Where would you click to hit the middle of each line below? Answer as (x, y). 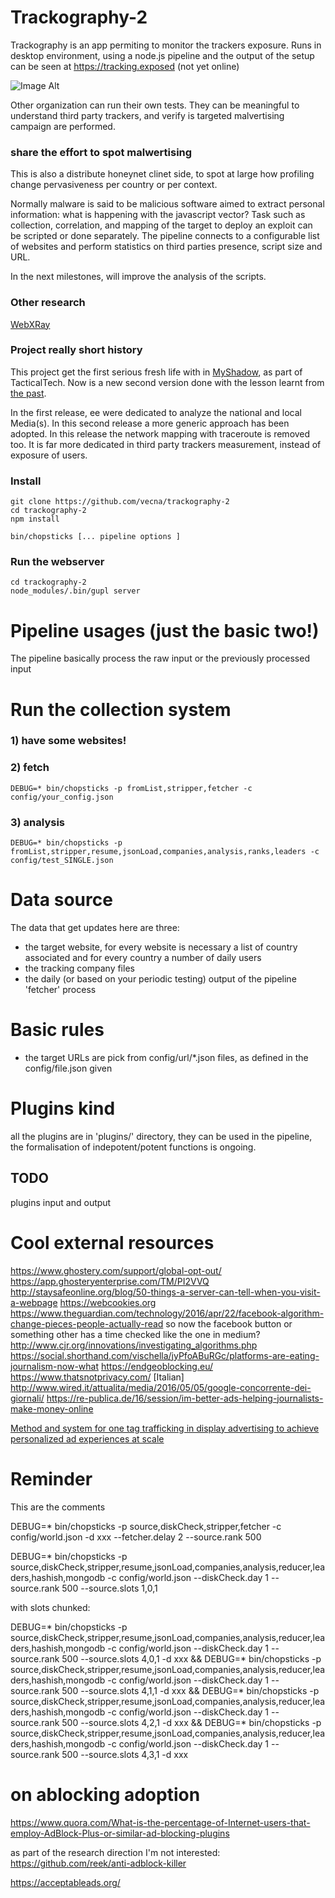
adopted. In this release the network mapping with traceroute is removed (160, 433)
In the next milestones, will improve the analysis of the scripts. (138, 277)
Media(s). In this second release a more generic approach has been (150, 423)
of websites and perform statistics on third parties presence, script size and (166, 247)
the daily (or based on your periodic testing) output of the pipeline (160, 979)
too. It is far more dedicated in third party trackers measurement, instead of (166, 444)
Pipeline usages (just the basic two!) (165, 630)
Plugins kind (63, 1108)
